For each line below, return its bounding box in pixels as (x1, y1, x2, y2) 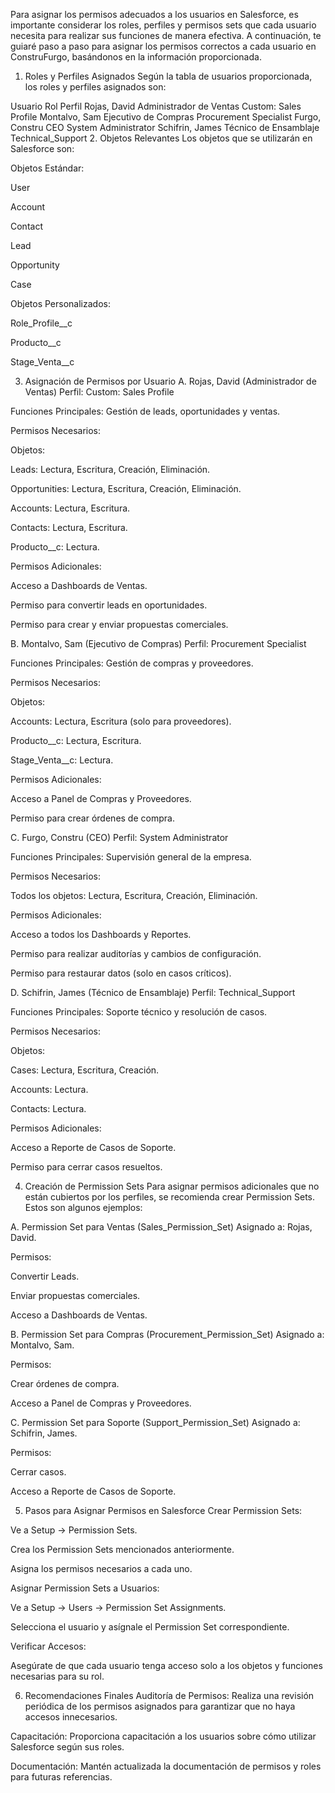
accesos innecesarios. (24, 1711, 118, 1723)
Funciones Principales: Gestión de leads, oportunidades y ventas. (10, 405, 281, 417)
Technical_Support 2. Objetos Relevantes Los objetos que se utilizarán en (10, 132, 313, 144)
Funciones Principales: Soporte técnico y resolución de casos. (10, 1006, 268, 1018)
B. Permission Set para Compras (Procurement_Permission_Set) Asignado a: (10, 1329, 325, 1340)
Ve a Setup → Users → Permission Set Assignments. (10, 1602, 227, 1613)
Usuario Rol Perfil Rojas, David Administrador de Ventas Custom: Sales (10, 100, 302, 112)
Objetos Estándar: (10, 162, 85, 174)
